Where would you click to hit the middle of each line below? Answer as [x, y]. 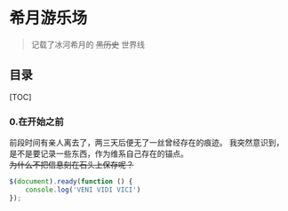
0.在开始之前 [36, 121]
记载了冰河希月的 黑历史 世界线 [88, 44]
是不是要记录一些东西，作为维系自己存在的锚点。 [99, 154]
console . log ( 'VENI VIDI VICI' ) [83, 190]
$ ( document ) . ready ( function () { [71, 182]
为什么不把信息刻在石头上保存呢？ [72, 165]
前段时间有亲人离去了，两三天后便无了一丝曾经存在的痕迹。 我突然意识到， [147, 143]
